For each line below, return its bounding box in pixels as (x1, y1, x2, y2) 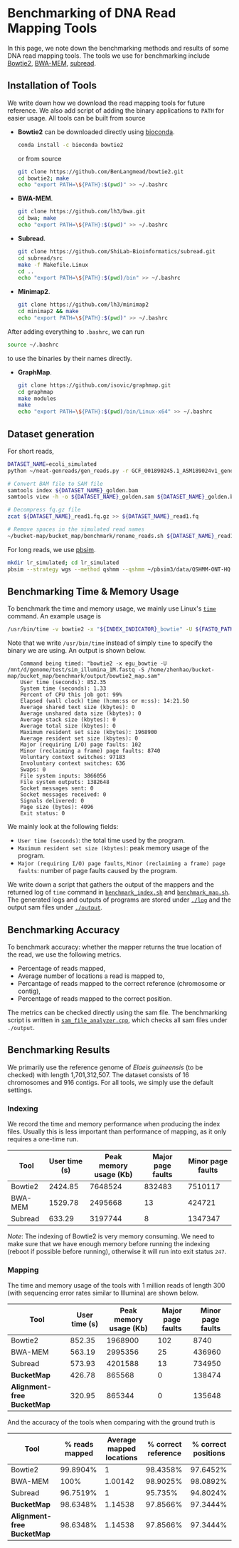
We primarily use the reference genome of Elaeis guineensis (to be (7, 1063, 203, 1071)
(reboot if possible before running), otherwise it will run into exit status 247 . (7, 1247, 227, 1256)
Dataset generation (7, 428, 95, 440)
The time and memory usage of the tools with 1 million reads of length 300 (7, 1281, 225, 1290)
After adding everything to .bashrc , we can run (7, 327, 144, 336)
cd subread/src (17, 255, 63, 262)
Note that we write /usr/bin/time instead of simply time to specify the (7, 638, 213, 647)
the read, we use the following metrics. (7, 950, 122, 959)
